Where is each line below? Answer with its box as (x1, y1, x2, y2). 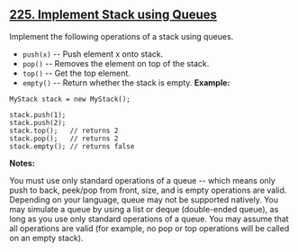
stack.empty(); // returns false (9, 141, 135, 151)
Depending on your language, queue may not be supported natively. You (9, 193, 279, 205)
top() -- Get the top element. (22, 67, 131, 78)
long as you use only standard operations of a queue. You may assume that (9, 213, 290, 224)
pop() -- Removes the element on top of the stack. (22, 58, 210, 68)
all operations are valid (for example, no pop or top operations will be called (9, 222, 290, 233)
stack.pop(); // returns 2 (9, 134, 119, 143)
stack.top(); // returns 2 (9, 126, 119, 135)
